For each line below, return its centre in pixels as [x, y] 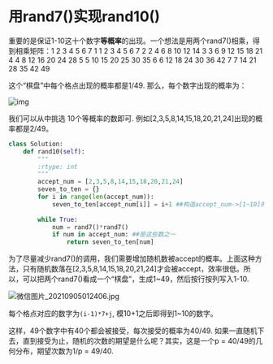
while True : [58, 219]
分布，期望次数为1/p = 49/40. [64, 351]
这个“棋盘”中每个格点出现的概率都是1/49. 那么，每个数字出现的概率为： [128, 85]
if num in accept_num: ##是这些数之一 [114, 235]
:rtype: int [58, 167]
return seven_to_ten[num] [110, 242]
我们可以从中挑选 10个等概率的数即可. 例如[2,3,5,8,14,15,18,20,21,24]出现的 [132, 118]
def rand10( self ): [54, 151]
